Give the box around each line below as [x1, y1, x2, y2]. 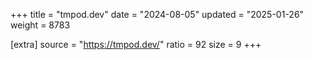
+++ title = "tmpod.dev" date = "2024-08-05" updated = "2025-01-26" [10, 9, 305, 20]
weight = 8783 [10, 19, 71, 31]
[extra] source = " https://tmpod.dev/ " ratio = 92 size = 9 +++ [10, 39, 262, 50]
